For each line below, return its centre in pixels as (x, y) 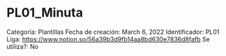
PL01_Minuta (45, 13)
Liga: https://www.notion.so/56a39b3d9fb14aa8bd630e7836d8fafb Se (108, 39)
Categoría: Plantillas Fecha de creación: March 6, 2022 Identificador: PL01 (113, 32)
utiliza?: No (23, 46)
